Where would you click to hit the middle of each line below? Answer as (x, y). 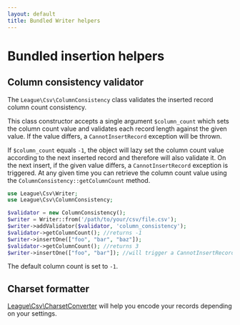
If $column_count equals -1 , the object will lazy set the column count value (116, 150)
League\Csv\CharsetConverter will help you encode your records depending (120, 306)
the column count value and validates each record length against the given (117, 129)
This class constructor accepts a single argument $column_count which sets (119, 121)
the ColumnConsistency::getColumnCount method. (79, 180)
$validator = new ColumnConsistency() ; (67, 213)
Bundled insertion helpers (86, 56)
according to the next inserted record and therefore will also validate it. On (117, 157)
